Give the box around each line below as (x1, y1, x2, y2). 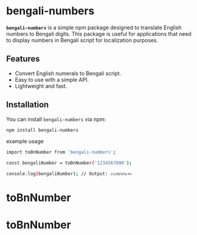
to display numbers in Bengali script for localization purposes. (6, 36, 158, 44)
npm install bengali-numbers (6, 127, 79, 133)
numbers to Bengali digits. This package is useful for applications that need (6, 30, 192, 37)
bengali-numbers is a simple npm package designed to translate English (6, 24, 182, 31)
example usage (6, 138, 44, 145)
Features (6, 54, 40, 64)
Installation (6, 100, 49, 110)
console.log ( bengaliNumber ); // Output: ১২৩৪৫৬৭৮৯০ (6, 171, 133, 177)
